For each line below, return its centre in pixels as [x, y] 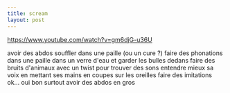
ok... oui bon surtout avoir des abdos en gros [71, 82]
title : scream [28, 13]
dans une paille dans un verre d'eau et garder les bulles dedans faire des [111, 60]
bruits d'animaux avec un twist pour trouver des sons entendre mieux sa [110, 68]
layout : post [26, 20]
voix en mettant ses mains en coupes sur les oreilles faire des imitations [110, 75]
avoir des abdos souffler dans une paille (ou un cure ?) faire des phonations [115, 53]
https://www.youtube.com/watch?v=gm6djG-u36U [80, 39]
